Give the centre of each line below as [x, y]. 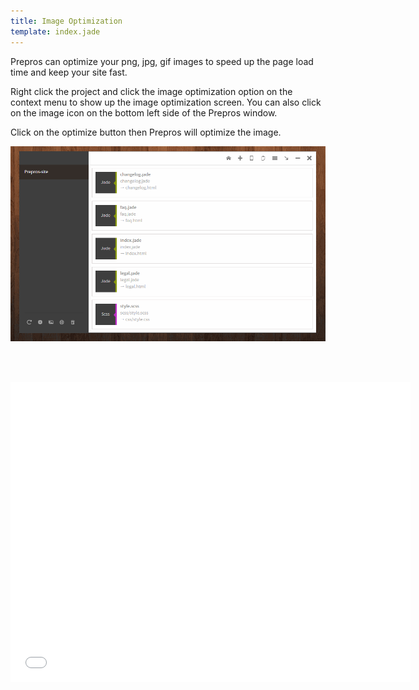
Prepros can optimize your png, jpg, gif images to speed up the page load [162, 61]
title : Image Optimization [66, 21]
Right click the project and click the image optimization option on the [151, 91]
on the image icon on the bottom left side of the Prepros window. [144, 112]
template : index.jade [55, 31]
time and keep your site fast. [69, 72]
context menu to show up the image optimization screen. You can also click [166, 102]
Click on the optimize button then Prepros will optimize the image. [146, 132]
